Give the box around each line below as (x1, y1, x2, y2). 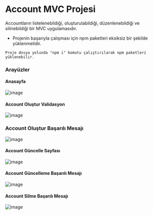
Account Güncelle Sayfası (5, 148, 60, 154)
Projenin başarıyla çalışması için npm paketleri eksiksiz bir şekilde (12, 35, 148, 41)
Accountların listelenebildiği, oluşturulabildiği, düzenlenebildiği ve (5, 20, 140, 26)
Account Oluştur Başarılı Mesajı (5, 125, 83, 132)
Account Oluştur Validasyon (5, 101, 65, 107)
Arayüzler (5, 66, 30, 73)
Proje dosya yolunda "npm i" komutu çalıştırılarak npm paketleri (5, 50, 146, 55)
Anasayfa (5, 79, 26, 85)
